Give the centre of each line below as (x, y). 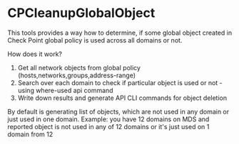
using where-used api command (65, 90)
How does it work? (35, 54)
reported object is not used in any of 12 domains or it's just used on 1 (108, 126)
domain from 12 (30, 134)
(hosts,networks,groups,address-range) (77, 75)
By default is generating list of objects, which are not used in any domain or (118, 111)
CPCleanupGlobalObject (81, 13)
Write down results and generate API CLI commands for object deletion (122, 98)
